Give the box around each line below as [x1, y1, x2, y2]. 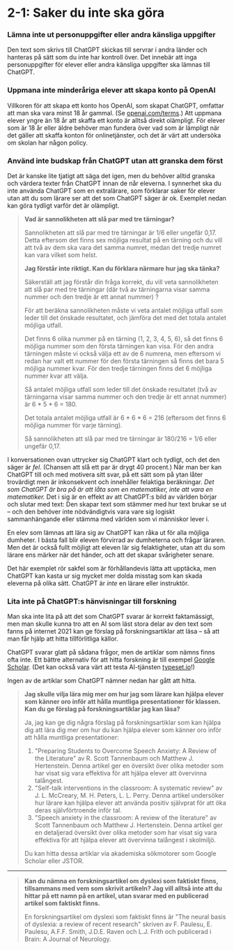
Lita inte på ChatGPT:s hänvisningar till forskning [7, 597, 177, 606]
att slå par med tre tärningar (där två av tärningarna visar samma [24, 285, 210, 294]
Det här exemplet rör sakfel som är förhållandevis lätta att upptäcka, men [7, 564, 217, 573]
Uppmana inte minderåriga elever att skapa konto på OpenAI [7, 85, 216, 95]
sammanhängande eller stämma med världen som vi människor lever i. [7, 515, 210, 523]
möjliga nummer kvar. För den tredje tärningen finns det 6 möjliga [24, 365, 212, 373]
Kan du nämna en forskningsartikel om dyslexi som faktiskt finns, [24, 877, 219, 885]
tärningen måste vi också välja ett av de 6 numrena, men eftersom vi [24, 349, 221, 358]
